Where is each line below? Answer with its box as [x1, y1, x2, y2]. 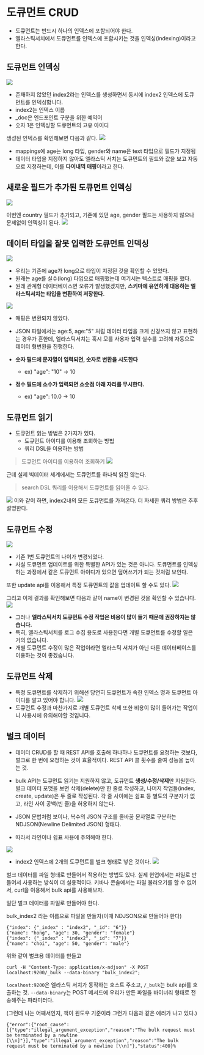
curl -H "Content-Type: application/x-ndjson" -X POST [6, 964, 149, 970]
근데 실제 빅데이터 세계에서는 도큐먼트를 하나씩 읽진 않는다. [6, 471, 147, 478]
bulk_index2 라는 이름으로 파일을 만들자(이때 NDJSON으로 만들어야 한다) [6, 912, 182, 919]
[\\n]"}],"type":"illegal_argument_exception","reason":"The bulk [6, 1037, 179, 1043]
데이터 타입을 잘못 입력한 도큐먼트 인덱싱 [6, 238, 149, 248]
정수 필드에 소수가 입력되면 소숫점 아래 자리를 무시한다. [15, 380, 145, 388]
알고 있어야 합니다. [31, 696, 76, 703]
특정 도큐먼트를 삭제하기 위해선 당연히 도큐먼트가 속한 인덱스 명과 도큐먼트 [15, 689, 192, 696]
